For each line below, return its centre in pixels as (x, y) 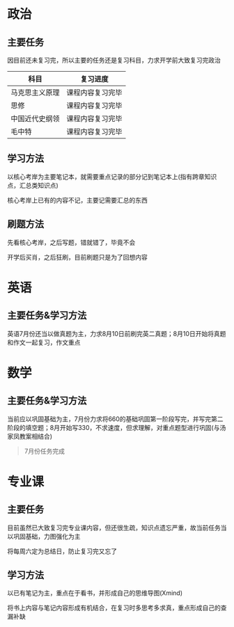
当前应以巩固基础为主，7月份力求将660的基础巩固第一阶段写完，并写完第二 (116, 419)
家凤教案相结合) (30, 436)
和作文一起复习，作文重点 (44, 342)
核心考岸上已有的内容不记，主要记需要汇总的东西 (77, 200)
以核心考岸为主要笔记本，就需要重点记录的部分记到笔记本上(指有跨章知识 (112, 176)
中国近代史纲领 (36, 119)
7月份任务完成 (44, 451)
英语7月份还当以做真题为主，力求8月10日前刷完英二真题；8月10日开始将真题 (117, 333)
